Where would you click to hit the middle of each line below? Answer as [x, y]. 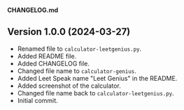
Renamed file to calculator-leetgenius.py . [79, 49]
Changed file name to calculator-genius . [77, 71]
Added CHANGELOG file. [53, 63]
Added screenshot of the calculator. [69, 86]
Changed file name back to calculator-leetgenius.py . [96, 93]
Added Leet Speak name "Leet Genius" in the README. [97, 78]
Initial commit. [37, 100]
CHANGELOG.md [33, 10]
